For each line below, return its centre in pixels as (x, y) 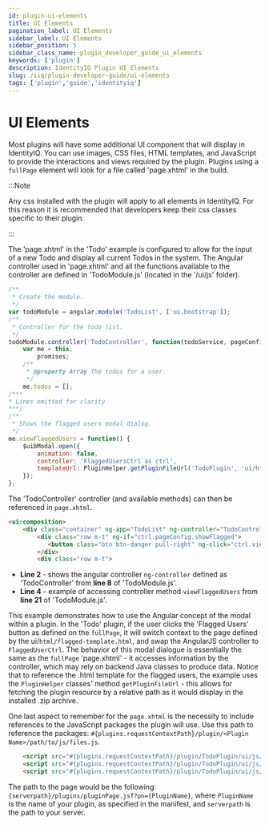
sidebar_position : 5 (43, 46)
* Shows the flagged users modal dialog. (82, 424)
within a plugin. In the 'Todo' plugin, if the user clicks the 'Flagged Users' (129, 624)
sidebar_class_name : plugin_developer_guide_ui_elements (105, 53)
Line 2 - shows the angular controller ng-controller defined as (124, 575)
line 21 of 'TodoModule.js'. (63, 600)
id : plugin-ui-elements (48, 16)
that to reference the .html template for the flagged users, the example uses (133, 675)
